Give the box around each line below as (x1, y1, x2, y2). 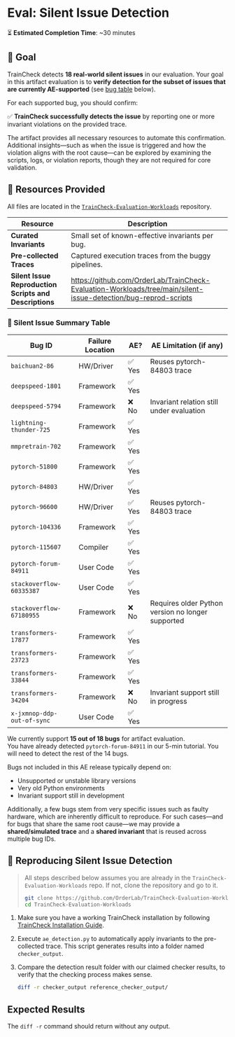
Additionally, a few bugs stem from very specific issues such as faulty (7, 805, 208, 813)
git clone (24, 894, 54, 901)
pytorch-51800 (10, 462, 58, 471)
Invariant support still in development (17, 791, 124, 800)
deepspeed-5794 (10, 402, 62, 410)
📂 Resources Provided (7, 183, 106, 195)
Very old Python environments (17, 784, 105, 792)
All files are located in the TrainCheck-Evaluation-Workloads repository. (7, 202, 212, 211)
